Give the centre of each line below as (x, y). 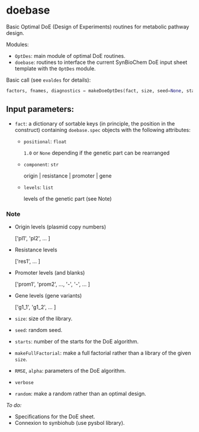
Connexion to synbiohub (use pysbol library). (70, 423)
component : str (41, 164)
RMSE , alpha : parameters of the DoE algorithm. (70, 370)
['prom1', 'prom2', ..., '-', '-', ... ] (52, 284)
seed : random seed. (38, 330)
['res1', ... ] (27, 261)
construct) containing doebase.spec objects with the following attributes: (102, 130)
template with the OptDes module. (55, 68)
